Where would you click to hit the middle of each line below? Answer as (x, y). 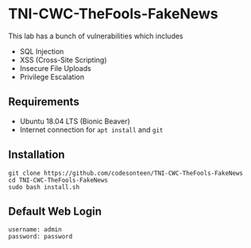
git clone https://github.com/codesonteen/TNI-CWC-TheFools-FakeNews (126, 173)
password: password (41, 237)
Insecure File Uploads (55, 68)
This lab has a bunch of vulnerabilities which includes (96, 36)
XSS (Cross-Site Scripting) (63, 60)
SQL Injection (42, 51)
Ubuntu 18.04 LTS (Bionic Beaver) (75, 121)
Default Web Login (55, 211)
